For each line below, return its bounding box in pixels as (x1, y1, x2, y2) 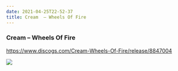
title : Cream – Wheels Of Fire (6, 14, 86, 20)
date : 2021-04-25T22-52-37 (6, 8, 73, 15)
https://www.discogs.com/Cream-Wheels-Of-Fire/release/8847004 (6, 47, 173, 54)
